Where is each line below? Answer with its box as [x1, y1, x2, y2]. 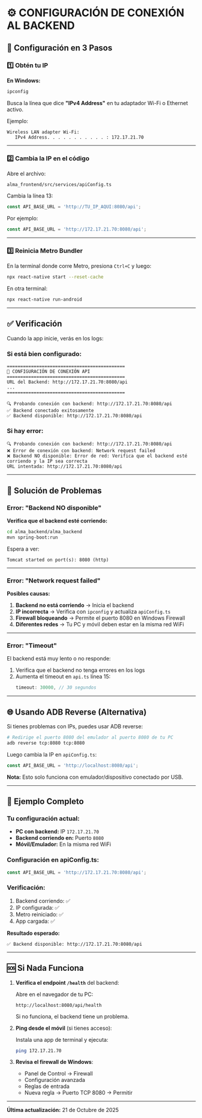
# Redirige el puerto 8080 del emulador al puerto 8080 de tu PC [7, 734, 173, 740]
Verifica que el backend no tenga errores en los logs [15, 666, 146, 674]
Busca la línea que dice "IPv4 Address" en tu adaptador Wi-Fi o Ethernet [7, 99, 188, 106]
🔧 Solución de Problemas [7, 485, 102, 495]
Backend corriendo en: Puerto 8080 [15, 835, 104, 842]
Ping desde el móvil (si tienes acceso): [15, 1024, 113, 1032]
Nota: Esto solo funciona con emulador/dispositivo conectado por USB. [7, 773, 183, 781]
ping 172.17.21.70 [15, 1048, 62, 1054]
